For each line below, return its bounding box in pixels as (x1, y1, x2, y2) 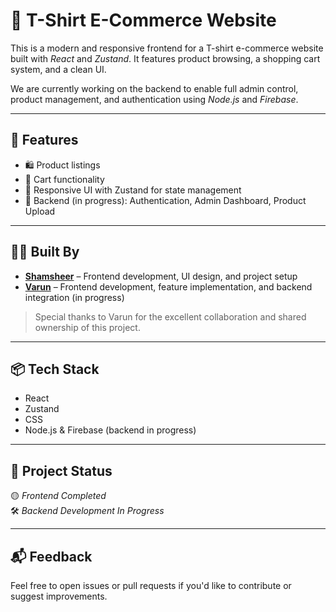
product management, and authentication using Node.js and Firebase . (10, 93, 299, 105)
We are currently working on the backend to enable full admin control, (10, 82, 299, 94)
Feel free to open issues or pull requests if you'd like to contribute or (10, 580, 292, 591)
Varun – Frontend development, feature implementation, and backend (24, 280, 313, 293)
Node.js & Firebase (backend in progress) (24, 424, 197, 436)
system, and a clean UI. (10, 63, 107, 75)
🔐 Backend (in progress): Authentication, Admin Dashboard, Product (24, 194, 307, 206)
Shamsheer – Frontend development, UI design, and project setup (24, 270, 298, 282)
